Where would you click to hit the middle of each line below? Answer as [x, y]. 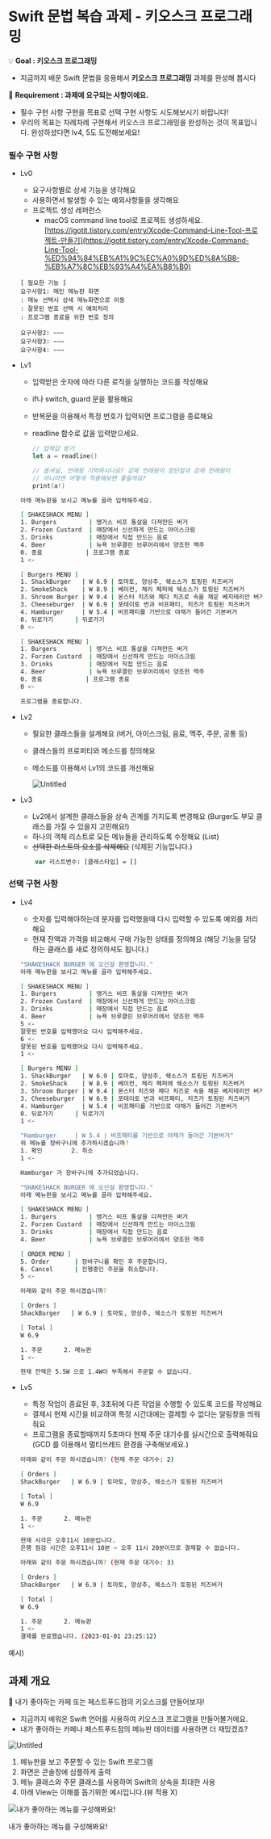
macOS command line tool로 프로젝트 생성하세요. [123, 220]
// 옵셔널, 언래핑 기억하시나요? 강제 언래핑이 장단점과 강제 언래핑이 [131, 470]
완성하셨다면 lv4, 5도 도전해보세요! [85, 132]
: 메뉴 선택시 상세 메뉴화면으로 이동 [72, 300]
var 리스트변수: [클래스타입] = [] [86, 862]
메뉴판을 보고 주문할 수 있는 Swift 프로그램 [86, 1761]
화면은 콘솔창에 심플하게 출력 [65, 1772]
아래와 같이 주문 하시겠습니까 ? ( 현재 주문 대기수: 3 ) [97, 1563]
